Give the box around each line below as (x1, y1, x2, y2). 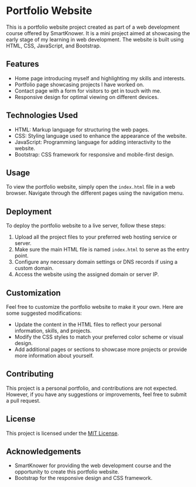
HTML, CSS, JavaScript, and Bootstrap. (6, 42, 101, 49)
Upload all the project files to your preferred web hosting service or (14, 233, 177, 241)
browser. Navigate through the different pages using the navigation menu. (6, 189, 184, 197)
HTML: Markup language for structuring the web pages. (14, 126, 150, 133)
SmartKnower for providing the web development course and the (14, 462, 171, 469)
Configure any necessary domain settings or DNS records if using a (14, 258, 178, 265)
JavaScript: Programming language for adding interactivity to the (14, 138, 171, 145)
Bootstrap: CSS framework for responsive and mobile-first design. (14, 151, 174, 158)
